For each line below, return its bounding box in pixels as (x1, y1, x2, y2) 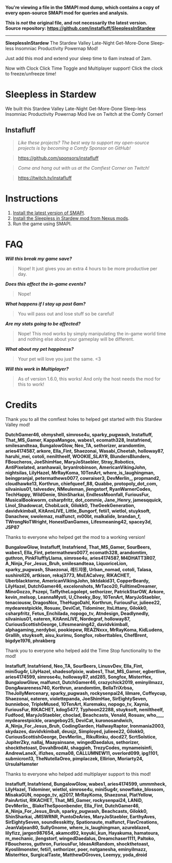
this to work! (17, 381, 45, 387)
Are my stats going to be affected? (5, 320, 81, 327)
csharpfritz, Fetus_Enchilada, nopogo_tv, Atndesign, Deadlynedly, (5, 610, 150, 616)
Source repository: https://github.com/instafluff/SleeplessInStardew (5, 25, 156, 31)
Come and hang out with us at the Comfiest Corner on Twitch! (17, 165, 149, 171)
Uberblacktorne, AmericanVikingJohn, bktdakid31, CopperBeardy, (5, 577, 150, 584)
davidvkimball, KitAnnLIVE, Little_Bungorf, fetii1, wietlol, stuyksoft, (5, 508, 151, 514)
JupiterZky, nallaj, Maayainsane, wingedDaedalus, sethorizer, (5, 739, 140, 745)
